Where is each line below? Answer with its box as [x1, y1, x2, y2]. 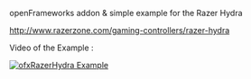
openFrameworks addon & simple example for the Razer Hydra [9, 8, 243, 18]
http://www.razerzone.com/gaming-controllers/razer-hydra [9, 25, 230, 35]
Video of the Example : [9, 42, 94, 53]
